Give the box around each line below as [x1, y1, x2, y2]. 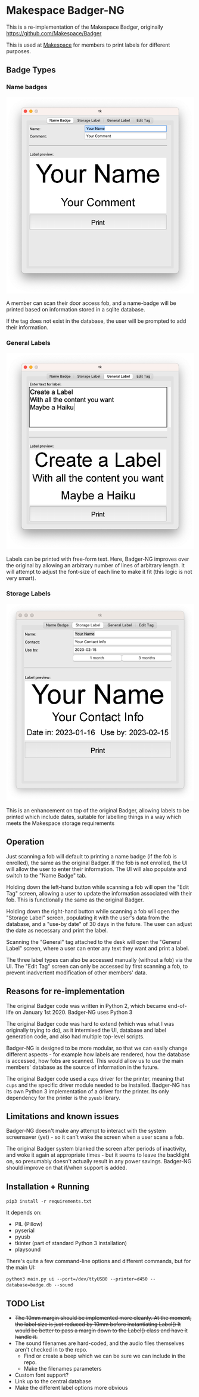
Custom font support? [14, 1371, 69, 1378]
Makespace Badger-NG [6, 4, 125, 17]
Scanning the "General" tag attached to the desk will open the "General [6, 938, 182, 945]
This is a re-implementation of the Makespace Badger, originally [6, 23, 164, 30]
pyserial [14, 1227, 35, 1234]
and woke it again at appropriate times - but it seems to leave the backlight [6, 1151, 190, 1158]
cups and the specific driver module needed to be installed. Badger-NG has [6, 1081, 191, 1089]
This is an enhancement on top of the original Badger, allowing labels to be [6, 806, 189, 814]
